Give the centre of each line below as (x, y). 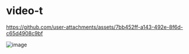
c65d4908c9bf (25, 33)
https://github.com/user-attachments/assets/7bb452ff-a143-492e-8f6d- (94, 27)
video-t (25, 11)
